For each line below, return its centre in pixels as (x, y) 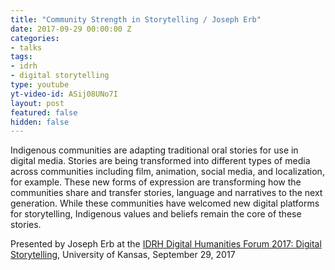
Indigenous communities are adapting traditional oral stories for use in (154, 150)
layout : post (37, 103)
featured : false (44, 112)
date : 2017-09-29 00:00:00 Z (71, 29)
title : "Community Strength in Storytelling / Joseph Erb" (136, 19)
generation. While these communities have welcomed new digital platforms (165, 203)
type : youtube (40, 85)
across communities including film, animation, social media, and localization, (167, 172)
